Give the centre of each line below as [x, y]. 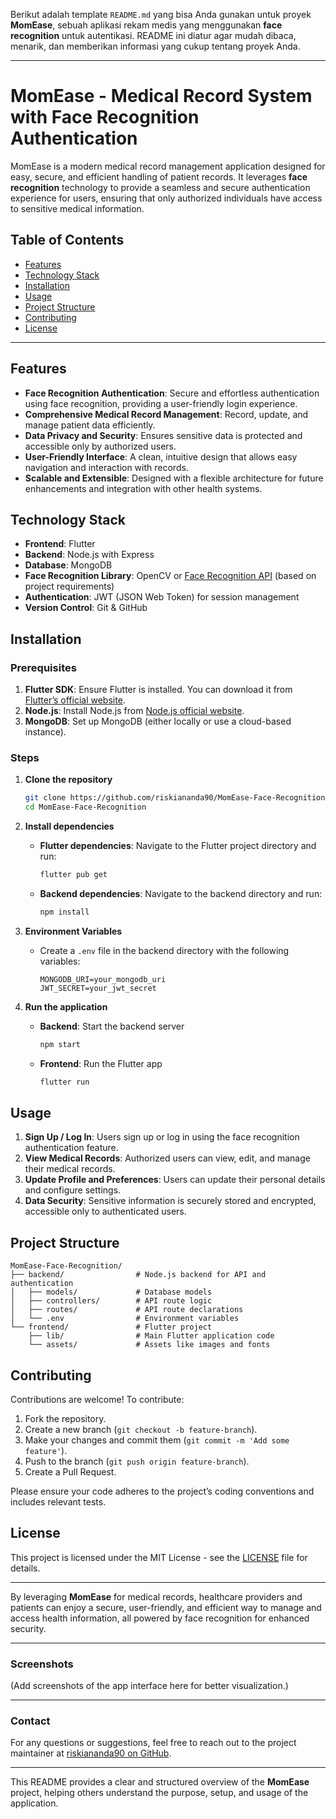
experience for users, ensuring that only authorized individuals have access [166, 198]
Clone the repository [68, 780]
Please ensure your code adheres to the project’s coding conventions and [162, 1491]
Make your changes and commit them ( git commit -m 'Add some [157, 1440]
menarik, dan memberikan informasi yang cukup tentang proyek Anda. [155, 46]
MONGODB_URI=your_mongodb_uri [103, 979]
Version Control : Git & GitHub [86, 608]
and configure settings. [73, 1190]
